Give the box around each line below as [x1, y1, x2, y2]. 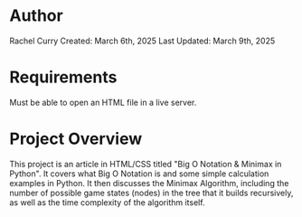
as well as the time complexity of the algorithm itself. [9, 196, 205, 208]
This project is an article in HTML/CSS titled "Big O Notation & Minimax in [9, 158, 282, 169]
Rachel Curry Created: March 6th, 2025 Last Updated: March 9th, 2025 [9, 35, 276, 46]
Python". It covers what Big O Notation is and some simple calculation [9, 168, 269, 179]
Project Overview [9, 128, 143, 149]
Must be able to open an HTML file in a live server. [9, 97, 197, 108]
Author [9, 5, 63, 26]
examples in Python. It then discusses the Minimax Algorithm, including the [9, 177, 289, 188]
